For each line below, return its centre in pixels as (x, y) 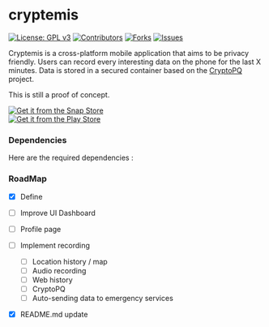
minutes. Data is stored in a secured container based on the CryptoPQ (126, 70)
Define (31, 196)
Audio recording (59, 270)
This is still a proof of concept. (59, 94)
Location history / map (70, 261)
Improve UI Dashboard (58, 213)
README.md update (54, 315)
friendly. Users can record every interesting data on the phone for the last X (135, 62)
